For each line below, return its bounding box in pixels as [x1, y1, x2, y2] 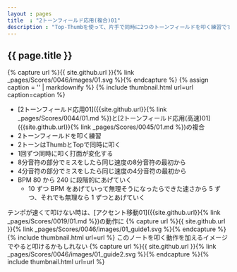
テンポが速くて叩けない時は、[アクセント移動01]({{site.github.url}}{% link [7, 209, 221, 217]
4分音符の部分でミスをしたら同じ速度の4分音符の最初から [17, 167, 187, 175]
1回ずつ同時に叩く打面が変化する [17, 149, 114, 158]
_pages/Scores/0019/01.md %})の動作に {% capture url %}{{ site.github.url [7, 217, 226, 225]
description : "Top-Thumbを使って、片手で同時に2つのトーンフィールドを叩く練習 [7, 23, 222, 30]
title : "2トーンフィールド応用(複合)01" [7, 17, 121, 24]
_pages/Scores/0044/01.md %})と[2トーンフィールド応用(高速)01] [17, 114, 211, 123]
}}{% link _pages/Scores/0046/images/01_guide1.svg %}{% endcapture [7, 225, 217, 233]
